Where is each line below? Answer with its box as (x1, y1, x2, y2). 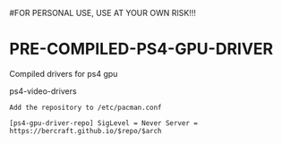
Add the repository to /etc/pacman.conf (9, 103, 163, 112)
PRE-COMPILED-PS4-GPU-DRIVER (9, 39, 274, 59)
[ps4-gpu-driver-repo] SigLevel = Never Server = (9, 118, 199, 128)
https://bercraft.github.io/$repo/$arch (9, 126, 163, 135)
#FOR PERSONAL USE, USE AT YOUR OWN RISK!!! (9, 8, 197, 18)
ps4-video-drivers (9, 85, 78, 97)
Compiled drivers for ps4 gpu (9, 68, 118, 79)
